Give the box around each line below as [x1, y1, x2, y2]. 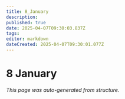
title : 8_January [6, 8, 49, 15]
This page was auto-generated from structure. [6, 86, 120, 93]
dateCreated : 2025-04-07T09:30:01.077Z [6, 42, 104, 48]
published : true [6, 19, 46, 25]
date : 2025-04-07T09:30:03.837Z [6, 25, 85, 31]
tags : [6, 31, 19, 37]
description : [6, 14, 38, 20]
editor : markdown [6, 36, 49, 42]
